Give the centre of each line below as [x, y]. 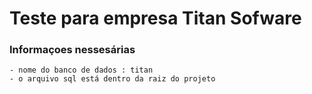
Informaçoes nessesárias [72, 50]
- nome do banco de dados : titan [81, 70]
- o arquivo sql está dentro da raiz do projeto [112, 79]
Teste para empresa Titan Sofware [155, 18]
